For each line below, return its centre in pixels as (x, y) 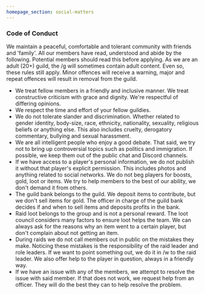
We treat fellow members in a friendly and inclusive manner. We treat (102, 90)
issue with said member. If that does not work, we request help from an (105, 278)
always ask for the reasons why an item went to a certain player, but (101, 226)
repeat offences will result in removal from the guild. (72, 79)
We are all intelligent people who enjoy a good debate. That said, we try (105, 142)
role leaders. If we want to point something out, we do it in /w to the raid (106, 252)
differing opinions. (38, 103)
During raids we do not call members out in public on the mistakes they (104, 239)
